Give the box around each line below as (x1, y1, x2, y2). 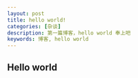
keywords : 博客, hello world (7, 36, 89, 43)
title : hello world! (7, 17, 67, 23)
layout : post (7, 10, 45, 17)
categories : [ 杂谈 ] (7, 23, 61, 30)
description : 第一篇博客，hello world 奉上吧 (7, 29, 131, 37)
